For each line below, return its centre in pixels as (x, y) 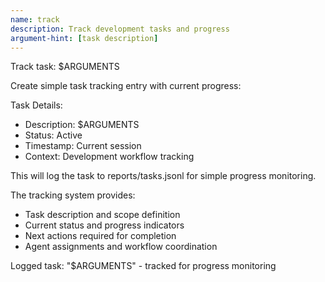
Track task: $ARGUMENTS (65, 67)
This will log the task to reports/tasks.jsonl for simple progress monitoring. (163, 176)
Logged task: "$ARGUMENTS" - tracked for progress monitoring (143, 266)
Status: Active (53, 135)
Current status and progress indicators (104, 225)
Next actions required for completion (100, 236)
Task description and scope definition (102, 215)
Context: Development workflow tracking (109, 157)
